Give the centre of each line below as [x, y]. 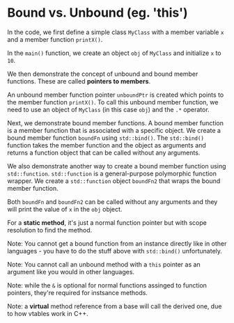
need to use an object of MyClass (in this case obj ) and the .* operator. [109, 109]
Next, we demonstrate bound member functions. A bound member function [116, 123]
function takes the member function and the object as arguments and [107, 145]
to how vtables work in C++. [48, 313]
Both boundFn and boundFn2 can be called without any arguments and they [112, 202]
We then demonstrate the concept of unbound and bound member [103, 74]
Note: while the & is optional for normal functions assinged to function [107, 285]
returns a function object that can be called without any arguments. [104, 152]
